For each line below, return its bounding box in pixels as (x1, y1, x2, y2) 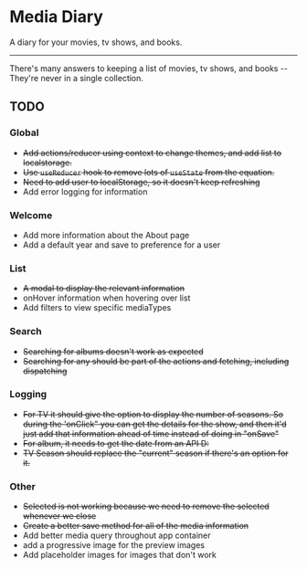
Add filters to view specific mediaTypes (22, 302, 172, 313)
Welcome (9, 208, 53, 221)
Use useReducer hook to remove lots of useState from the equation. (22, 166, 275, 177)
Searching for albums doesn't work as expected (22, 345, 204, 357)
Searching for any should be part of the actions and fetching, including (22, 355, 290, 366)
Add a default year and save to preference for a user (22, 239, 221, 250)
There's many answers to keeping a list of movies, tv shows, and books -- (9, 62, 289, 74)
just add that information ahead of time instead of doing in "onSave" (22, 427, 280, 439)
